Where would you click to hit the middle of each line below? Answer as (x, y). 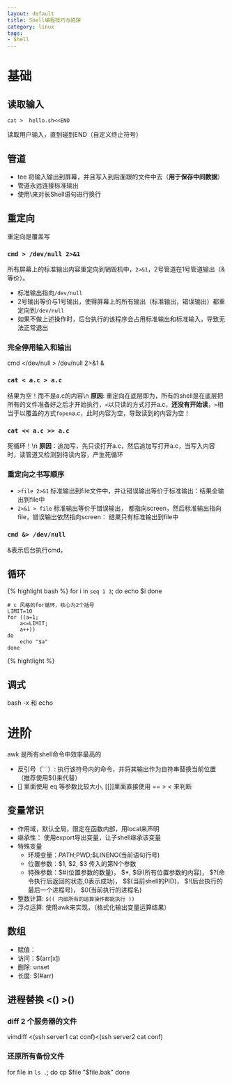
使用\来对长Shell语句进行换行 (59, 194)
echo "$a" (34, 642)
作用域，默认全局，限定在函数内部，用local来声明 (88, 828)
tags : (15, 33)
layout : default (31, 14)
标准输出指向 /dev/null (50, 293)
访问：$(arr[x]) (39, 958)
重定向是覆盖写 (29, 236)
